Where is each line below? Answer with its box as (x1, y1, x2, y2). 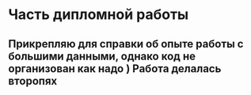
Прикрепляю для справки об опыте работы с (8, 37, 244, 51)
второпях (8, 74, 58, 88)
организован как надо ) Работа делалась (8, 62, 222, 75)
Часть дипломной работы (8, 6, 189, 24)
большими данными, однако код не (8, 49, 196, 63)
